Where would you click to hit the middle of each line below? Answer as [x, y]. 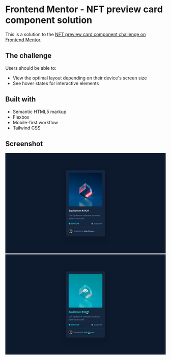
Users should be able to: [31, 68]
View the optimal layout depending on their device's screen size [80, 78]
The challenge [28, 56]
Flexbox [21, 117]
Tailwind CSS [26, 128]
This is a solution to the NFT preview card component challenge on [76, 34]
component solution [49, 20]
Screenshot [24, 144]
